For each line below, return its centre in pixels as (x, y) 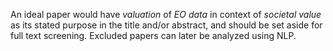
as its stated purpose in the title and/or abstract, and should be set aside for (166, 25)
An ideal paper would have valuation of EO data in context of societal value (166, 14)
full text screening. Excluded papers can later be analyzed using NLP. (153, 35)
